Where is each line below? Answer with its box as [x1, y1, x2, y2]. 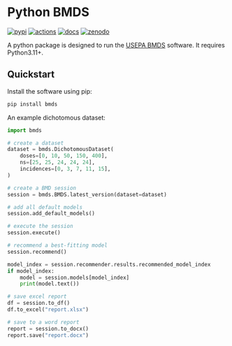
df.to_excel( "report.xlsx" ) [7, 306, 89, 313]
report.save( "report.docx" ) [7, 331, 89, 339]
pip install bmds [7, 101, 58, 108]
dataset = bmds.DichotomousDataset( [7, 146, 114, 153]
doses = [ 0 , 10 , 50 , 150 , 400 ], [20, 152, 108, 159]
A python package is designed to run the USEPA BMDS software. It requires [7, 41, 225, 49]
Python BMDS [7, 4, 89, 20]
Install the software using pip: [7, 87, 92, 95]
